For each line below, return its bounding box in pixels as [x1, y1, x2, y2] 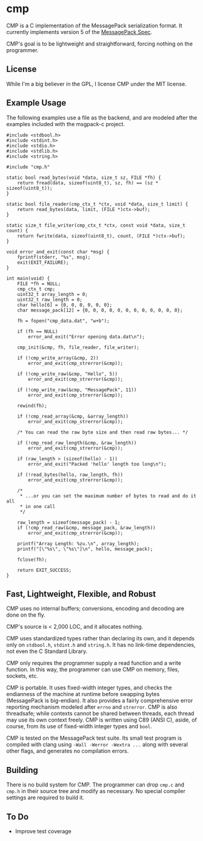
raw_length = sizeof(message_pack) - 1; [17, 519, 121, 526]
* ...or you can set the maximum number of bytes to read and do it [19, 493, 197, 499]
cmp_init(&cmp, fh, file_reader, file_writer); [17, 344, 139, 350]
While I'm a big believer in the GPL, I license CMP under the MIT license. [6, 80, 187, 87]
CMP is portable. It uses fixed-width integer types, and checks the [6, 684, 172, 691]
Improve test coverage [15, 828, 72, 835]
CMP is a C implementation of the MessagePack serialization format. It [6, 22, 183, 29]
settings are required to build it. [6, 794, 85, 802]
